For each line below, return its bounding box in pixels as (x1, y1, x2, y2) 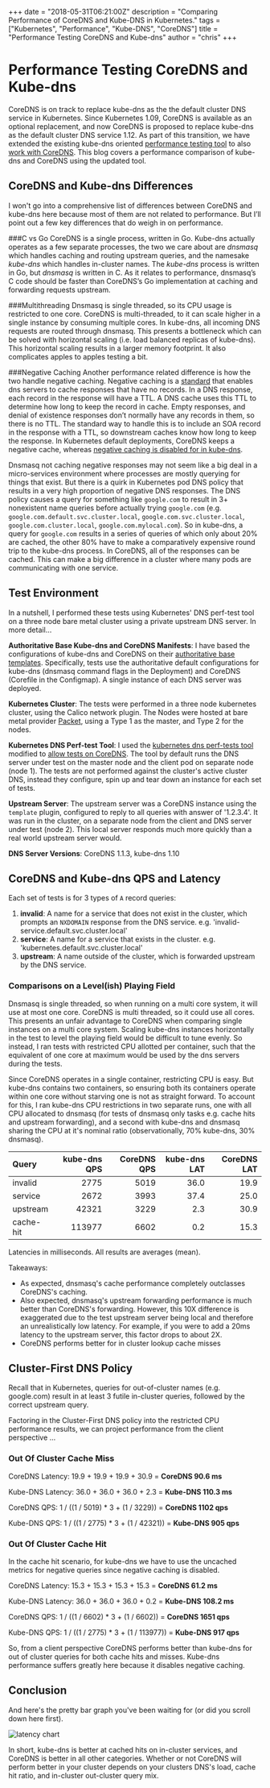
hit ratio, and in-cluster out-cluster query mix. (8, 1770, 159, 1780)
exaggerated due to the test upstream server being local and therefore (19, 1312, 254, 1322)
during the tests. (8, 1058, 63, 1068)
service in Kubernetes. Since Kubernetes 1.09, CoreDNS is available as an (8, 113, 252, 123)
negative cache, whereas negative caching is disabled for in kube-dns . (8, 444, 243, 454)
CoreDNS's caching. (19, 1287, 88, 1296)
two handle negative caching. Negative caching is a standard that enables (8, 376, 253, 385)
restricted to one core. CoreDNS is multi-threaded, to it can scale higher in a (8, 309, 261, 318)
